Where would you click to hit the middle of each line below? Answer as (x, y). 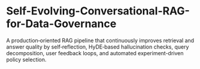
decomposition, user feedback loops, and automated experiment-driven (95, 53)
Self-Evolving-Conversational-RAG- (98, 11)
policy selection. (26, 59)
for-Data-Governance (61, 24)
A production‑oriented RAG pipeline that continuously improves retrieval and (100, 40)
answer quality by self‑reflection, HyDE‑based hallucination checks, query (98, 47)
